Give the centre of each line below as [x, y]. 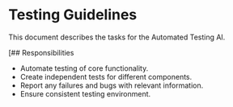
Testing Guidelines [73, 15]
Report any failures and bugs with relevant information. [112, 85]
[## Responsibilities [41, 52]
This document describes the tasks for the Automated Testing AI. [117, 37]
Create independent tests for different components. [106, 76]
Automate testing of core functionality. [84, 68]
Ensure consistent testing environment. [85, 93]
